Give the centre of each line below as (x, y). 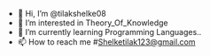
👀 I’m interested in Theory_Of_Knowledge (93, 23)
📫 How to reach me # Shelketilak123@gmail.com (107, 42)
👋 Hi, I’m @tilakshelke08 (62, 14)
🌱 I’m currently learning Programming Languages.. (109, 32)
